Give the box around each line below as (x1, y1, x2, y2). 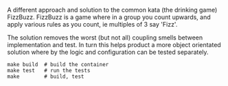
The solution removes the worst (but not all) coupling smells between (7, 33, 203, 42)
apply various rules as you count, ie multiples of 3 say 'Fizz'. (7, 20, 178, 28)
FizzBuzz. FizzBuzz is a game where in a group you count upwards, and (7, 13, 211, 21)
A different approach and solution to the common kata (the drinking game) (7, 6, 218, 14)
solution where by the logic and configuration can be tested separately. (7, 48, 209, 56)
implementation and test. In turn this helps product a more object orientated (7, 41, 221, 48)
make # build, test (7, 73, 84, 80)
